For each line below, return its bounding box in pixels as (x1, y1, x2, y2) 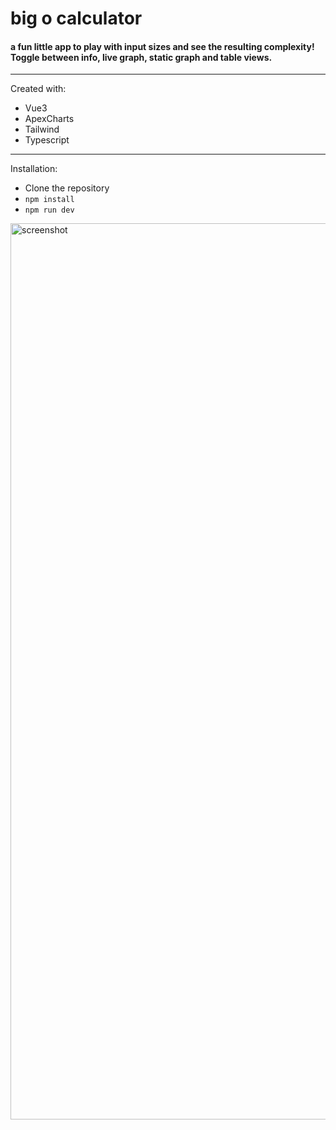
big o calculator (10, 7, 143, 30)
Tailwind (24, 123, 60, 136)
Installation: (10, 163, 58, 175)
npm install (24, 195, 75, 205)
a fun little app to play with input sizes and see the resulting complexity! (10, 40, 315, 52)
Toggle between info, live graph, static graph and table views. (10, 51, 273, 63)
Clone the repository (24, 182, 110, 194)
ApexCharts (24, 113, 75, 125)
